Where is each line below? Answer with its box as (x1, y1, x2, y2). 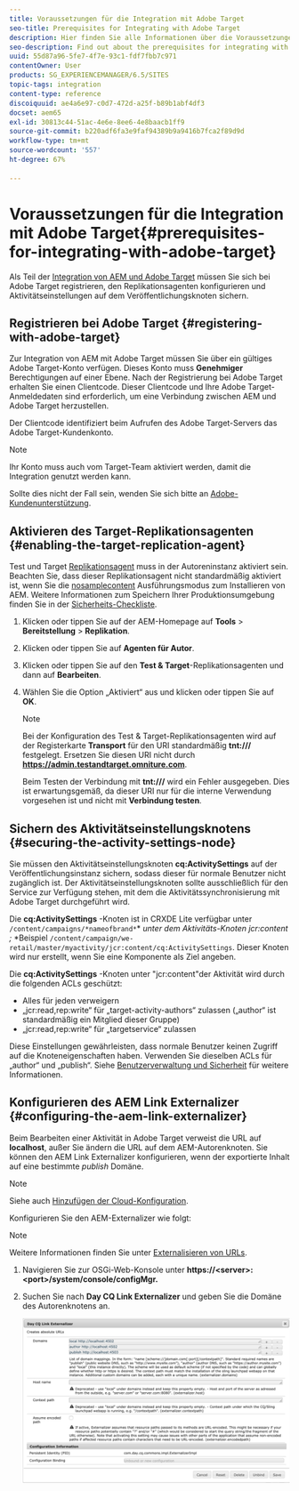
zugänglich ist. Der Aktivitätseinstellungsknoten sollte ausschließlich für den (9, 877, 289, 888)
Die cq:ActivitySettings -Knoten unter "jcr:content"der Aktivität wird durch (9, 969, 285, 979)
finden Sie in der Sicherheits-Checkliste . (9, 599, 158, 609)
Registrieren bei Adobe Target (9, 316, 180, 331)
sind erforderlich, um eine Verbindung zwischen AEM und (64, 391, 277, 402)
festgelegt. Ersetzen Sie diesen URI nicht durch (21, 750, 196, 761)
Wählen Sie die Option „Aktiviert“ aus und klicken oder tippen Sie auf (21, 687, 274, 697)
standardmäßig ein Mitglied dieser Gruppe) (21, 1014, 181, 1025)
